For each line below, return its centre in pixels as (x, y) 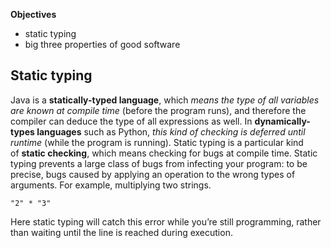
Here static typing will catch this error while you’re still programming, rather (166, 221)
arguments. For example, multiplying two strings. (111, 185)
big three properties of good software (102, 44)
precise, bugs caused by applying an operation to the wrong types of (153, 174)
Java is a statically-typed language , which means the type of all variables (165, 100)
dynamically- (282, 121)
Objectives (33, 14)
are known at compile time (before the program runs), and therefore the (158, 110)
